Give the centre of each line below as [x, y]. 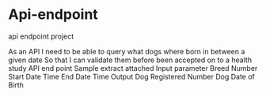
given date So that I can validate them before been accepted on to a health [130, 60]
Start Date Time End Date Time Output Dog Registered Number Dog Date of [132, 76]
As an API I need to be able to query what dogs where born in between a [127, 51]
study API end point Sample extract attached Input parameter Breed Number [133, 68]
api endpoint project [41, 36]
